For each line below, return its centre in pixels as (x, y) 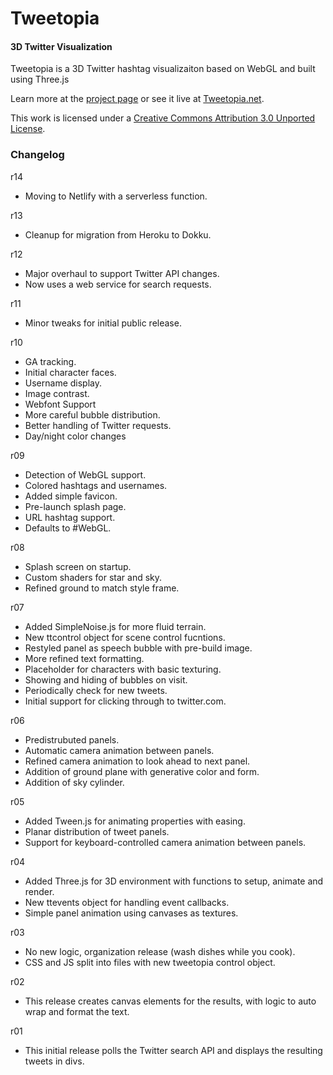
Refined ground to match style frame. (102, 588)
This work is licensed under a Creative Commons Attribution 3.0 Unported (163, 118)
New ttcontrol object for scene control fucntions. (125, 637)
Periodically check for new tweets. (96, 690)
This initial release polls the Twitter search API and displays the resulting (173, 1050)
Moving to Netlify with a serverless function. (116, 196)
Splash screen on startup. (78, 566)
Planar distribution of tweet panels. (97, 831)
